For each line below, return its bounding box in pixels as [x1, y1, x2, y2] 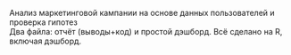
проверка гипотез [9, 17, 78, 27]
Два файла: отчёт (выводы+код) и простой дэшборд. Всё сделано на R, [9, 27, 283, 36]
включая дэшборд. [9, 35, 82, 46]
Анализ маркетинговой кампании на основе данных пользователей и [9, 8, 275, 18]
